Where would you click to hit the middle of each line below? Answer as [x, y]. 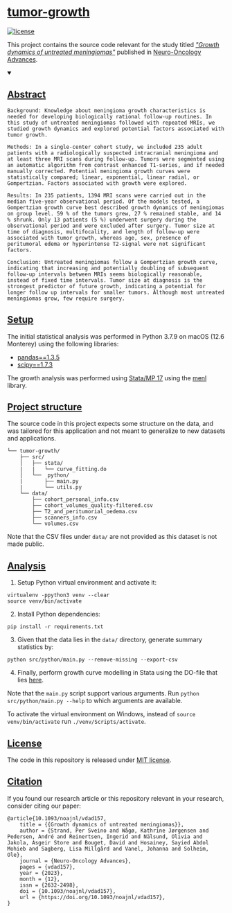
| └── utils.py [51, 488]
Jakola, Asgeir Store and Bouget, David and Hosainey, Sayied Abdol [108, 842]
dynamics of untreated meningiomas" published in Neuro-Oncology [104, 52]
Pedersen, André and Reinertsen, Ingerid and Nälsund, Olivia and [105, 836]
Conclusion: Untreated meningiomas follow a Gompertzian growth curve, [113, 262]
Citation [25, 782]
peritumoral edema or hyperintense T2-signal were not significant [107, 244]
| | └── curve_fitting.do [63, 469]
